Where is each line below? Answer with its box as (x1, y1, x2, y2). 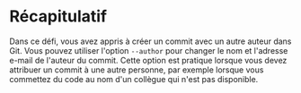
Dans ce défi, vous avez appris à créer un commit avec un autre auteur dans (9, 36, 292, 46)
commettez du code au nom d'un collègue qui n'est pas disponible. (9, 73, 259, 84)
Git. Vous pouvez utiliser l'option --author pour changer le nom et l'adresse (9, 45, 288, 55)
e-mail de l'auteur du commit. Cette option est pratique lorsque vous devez (9, 55, 288, 65)
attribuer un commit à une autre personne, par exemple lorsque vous (9, 64, 264, 75)
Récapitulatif (9, 6, 108, 27)
